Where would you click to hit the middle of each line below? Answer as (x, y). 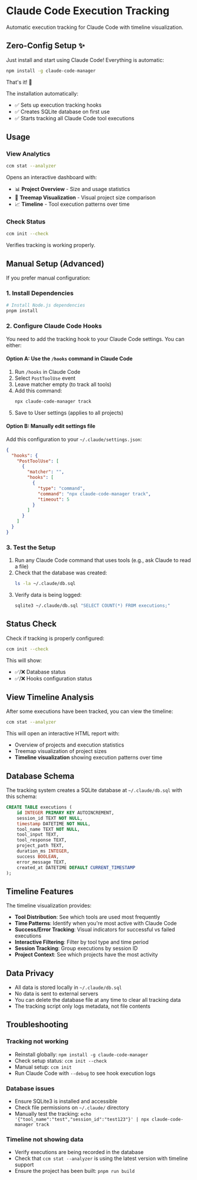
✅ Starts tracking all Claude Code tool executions (74, 118)
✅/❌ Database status (40, 672)
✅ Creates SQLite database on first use (62, 111)
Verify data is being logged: (48, 594)
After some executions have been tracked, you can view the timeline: (90, 711)
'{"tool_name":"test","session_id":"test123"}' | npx (82, 1120)
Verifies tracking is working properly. (51, 245)
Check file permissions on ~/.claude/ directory (72, 1107)
